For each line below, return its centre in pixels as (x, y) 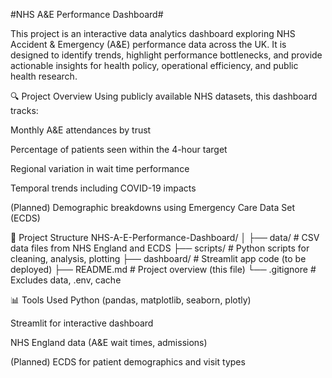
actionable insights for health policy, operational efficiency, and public (154, 65)
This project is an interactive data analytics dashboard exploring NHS (153, 33)
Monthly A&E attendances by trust (81, 130)
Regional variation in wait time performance (100, 168)
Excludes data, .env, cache (66, 280)
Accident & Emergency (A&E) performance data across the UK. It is (148, 44)
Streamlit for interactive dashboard (82, 323)
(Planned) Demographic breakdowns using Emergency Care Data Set (152, 207)
